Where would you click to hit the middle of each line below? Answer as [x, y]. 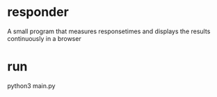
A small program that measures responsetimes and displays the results [109, 31]
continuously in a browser [44, 38]
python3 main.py [31, 86]
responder [38, 12]
